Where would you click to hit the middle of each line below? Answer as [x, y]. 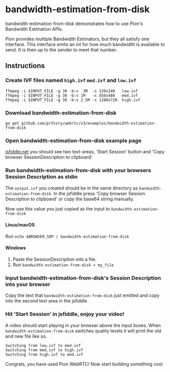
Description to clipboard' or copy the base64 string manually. [70, 199]
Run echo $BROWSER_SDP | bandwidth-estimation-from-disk [67, 236]
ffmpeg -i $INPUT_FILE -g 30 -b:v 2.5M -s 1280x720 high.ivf [73, 100]
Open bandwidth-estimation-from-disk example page [74, 141]
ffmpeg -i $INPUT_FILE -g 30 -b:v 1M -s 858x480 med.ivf [72, 96]
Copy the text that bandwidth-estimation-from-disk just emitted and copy [82, 295]
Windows [16, 248]
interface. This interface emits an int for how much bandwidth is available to [85, 44]
